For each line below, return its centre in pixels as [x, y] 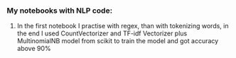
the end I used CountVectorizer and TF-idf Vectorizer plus [102, 33]
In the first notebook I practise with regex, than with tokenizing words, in [123, 26]
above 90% [34, 49]
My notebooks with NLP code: [60, 11]
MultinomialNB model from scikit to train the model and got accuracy [118, 41]
